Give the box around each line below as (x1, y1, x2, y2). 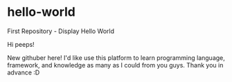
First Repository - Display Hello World (7, 27, 114, 35)
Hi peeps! (7, 40, 35, 48)
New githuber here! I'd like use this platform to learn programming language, (7, 53, 225, 62)
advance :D (7, 68, 40, 76)
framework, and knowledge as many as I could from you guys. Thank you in (7, 61, 224, 69)
